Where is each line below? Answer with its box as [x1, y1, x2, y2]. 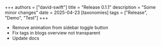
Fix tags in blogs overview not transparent [12, 30, 101, 35]
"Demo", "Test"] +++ [5, 15, 49, 20]
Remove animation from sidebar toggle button [12, 24, 109, 30]
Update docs [12, 35, 40, 41]
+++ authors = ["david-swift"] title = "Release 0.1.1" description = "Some [5, 4, 156, 10]
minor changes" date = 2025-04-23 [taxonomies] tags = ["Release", [5, 9, 148, 15]
